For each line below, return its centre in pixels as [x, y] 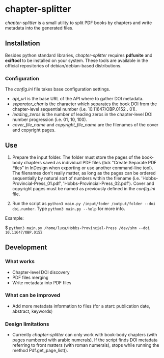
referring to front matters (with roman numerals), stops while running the [86, 345]
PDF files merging [30, 277]
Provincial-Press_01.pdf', [37, 183]
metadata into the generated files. [39, 28]
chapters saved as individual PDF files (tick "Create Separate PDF [90, 162]
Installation [23, 44]
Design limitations [27, 324]
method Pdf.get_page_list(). [40, 351]
